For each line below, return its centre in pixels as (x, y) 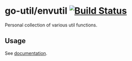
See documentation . (26, 53)
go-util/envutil (36, 11)
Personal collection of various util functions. (51, 25)
